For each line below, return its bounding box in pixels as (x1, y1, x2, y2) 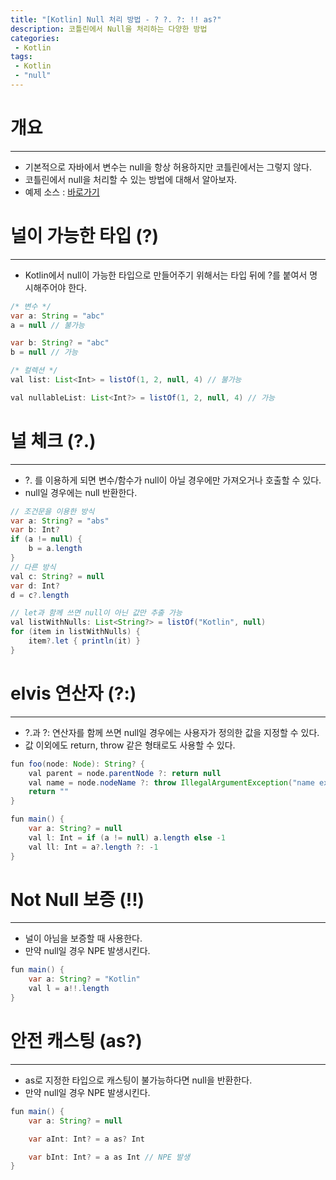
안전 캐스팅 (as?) (10, 1030, 143, 1053)
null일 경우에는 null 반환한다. (24, 486, 138, 498)
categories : (10, 33, 60, 43)
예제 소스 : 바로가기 (24, 186, 100, 198)
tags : (10, 52, 33, 62)
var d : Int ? (10, 581, 60, 591)
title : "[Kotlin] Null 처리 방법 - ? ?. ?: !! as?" (10, 14, 222, 25)
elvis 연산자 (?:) (10, 682, 137, 705)
